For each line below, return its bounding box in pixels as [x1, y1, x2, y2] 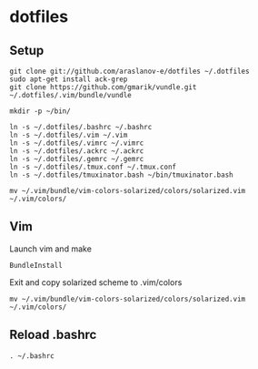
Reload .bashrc [9, 327, 97, 343]
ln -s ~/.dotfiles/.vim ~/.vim [9, 130, 128, 139]
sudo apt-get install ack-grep [9, 75, 128, 84]
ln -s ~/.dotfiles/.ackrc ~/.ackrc [9, 147, 144, 156]
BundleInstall [9, 261, 64, 270]
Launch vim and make [9, 243, 93, 254]
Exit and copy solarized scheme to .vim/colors [9, 276, 183, 288]
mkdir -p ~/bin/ [9, 107, 71, 116]
